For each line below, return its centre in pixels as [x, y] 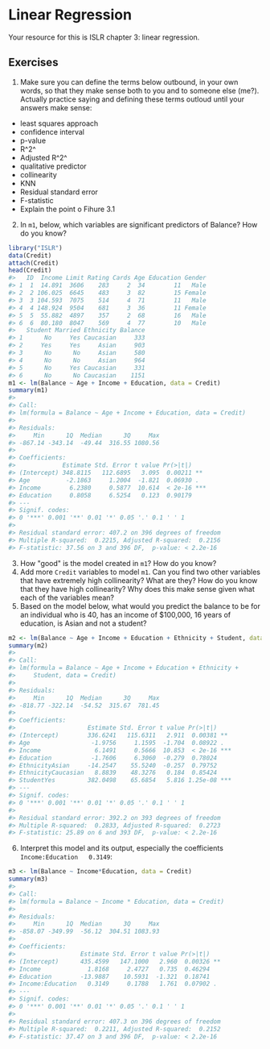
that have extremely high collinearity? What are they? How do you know [139, 580]
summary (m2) [28, 645]
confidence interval [52, 131]
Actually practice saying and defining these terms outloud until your [132, 99]
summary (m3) [28, 879]
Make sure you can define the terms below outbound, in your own [129, 81]
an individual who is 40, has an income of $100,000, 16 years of [125, 614]
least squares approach [59, 123]
